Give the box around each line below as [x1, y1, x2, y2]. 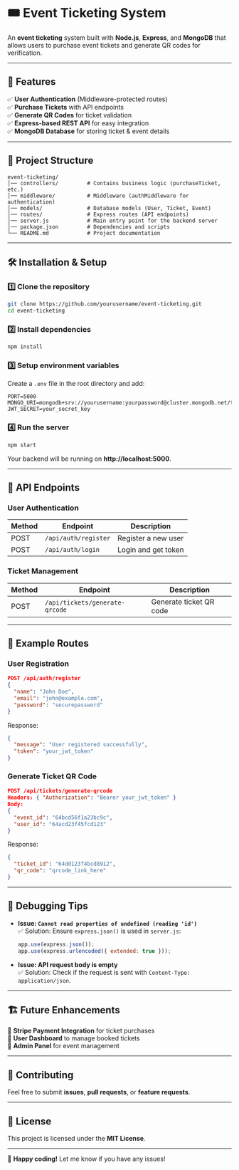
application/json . [17, 976, 71, 984]
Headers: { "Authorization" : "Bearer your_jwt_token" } [7, 794, 176, 801]
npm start [7, 442, 37, 449]
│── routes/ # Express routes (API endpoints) [7, 211, 190, 218]
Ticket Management [7, 566, 79, 576]
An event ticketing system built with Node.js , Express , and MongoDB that [7, 33, 226, 42]
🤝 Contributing [7, 1069, 74, 1081]
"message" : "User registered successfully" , [14, 741, 148, 748]
